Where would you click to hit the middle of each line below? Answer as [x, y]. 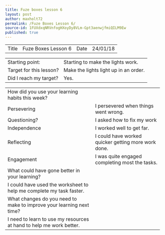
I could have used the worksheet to [48, 185]
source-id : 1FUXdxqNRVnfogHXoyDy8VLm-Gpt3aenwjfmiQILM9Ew [66, 28]
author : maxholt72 [24, 19]
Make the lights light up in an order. [104, 70]
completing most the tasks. [126, 162]
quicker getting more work [125, 142]
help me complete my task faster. [46, 191]
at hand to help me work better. [44, 225]
